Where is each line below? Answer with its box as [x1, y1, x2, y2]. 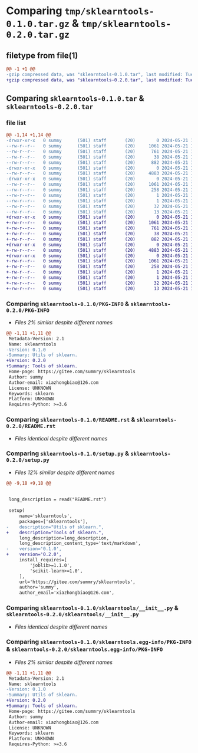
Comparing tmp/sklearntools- [6, 4, 155, 18]
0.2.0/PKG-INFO [6, 307, 50, 314]
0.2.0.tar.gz [6, 29, 70, 41]
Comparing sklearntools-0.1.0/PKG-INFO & [6, 300, 130, 308]
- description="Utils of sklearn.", [6, 524, 104, 530]
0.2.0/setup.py [6, 457, 50, 463]
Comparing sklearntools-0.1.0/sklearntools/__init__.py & [6, 604, 179, 612]
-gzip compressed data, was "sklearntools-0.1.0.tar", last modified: [6, 71, 183, 77]
